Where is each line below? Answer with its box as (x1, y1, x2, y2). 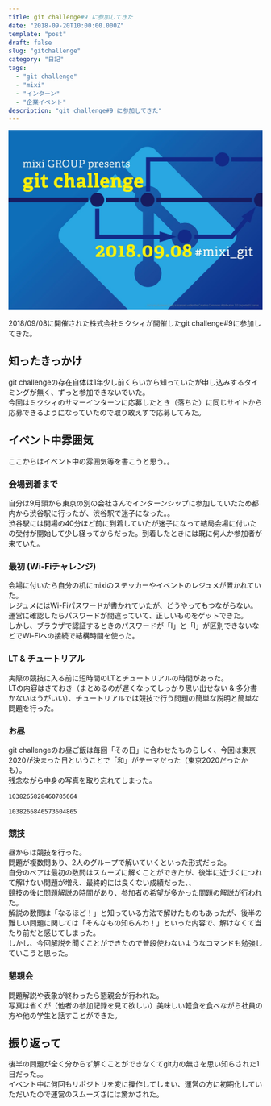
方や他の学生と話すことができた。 (8, 1010, 122, 1020)
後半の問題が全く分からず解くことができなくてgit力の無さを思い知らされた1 (8, 1059, 260, 1069)
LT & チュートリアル (8, 653, 85, 664)
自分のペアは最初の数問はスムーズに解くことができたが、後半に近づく (8, 867, 242, 878)
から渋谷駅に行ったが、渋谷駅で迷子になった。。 (15, 509, 175, 518)
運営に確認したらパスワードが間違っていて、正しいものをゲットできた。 (8, 611, 248, 621)
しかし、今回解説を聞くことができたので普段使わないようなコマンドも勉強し (8, 938, 263, 948)
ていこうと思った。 (8, 948, 73, 958)
